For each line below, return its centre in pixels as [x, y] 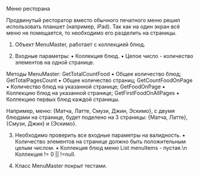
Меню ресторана [28, 9]
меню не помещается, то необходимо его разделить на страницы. [91, 33]
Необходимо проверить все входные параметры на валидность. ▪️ [100, 135]
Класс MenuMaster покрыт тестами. [61, 166]
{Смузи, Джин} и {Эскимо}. [42, 124]
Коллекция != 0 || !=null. [45, 154]
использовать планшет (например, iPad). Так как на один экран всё [93, 27]
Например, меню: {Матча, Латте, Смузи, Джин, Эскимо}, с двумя [91, 111]
